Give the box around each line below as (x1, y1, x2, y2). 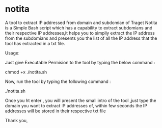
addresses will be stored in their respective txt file (5, 108, 106, 114)
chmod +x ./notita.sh (5, 69, 47, 75)
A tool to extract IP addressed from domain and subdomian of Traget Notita (5, 20, 158, 26)
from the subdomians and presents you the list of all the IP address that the (5, 35, 157, 41)
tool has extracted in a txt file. (5, 40, 65, 46)
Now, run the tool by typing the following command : (5, 78, 111, 84)
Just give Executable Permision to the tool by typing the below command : (5, 59, 156, 65)
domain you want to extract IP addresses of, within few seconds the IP (5, 102, 147, 108)
